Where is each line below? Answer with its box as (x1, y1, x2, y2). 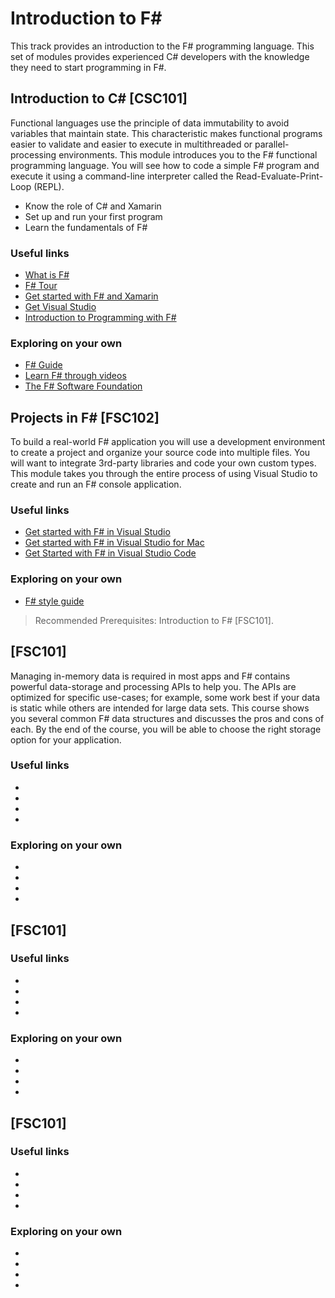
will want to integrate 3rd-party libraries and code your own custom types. (10, 457, 317, 469)
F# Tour (24, 280, 58, 292)
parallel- (254, 138, 290, 150)
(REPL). (33, 180, 65, 192)
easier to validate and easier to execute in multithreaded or (10, 138, 253, 150)
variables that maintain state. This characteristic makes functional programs (10, 127, 323, 139)
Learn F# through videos (24, 370, 127, 382)
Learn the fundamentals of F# (24, 221, 148, 233)
